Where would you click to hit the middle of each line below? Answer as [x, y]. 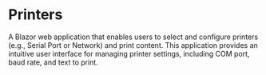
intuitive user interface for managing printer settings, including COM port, [129, 53]
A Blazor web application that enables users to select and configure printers [133, 37]
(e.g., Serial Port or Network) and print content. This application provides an [133, 45]
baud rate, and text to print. [53, 62]
